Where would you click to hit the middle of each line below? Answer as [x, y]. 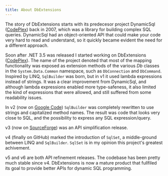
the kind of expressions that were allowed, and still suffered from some [78, 92]
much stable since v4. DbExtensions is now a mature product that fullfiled [81, 162]
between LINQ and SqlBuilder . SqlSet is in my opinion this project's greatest [84, 142]
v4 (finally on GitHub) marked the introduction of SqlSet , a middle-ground [81, 137]
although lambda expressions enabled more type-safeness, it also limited [81, 87]
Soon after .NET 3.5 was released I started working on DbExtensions [76, 55]
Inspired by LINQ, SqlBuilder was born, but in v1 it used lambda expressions [84, 76]
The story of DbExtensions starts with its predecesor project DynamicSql [80, 24]
